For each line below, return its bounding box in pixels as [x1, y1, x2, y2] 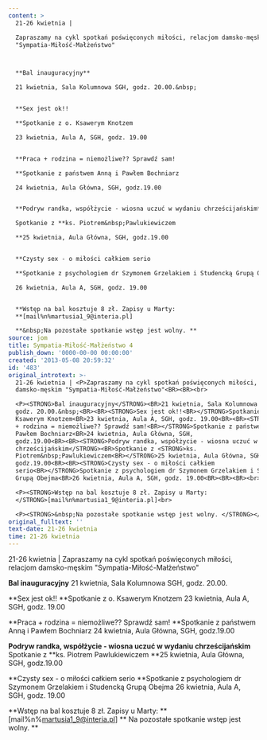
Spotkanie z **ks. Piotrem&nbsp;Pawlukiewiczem [15, 220, 176, 228]
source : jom [8, 334, 48, 342]
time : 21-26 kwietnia [8, 532, 80, 541]
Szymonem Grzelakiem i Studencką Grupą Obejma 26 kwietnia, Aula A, [8, 682, 241, 691]
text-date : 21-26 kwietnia [8, 525, 98, 533]
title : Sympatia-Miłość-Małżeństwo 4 [8, 341, 133, 350]
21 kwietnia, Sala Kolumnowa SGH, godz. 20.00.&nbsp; [15, 84, 197, 92]
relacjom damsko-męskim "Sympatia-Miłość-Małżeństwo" [8, 563, 199, 572]
